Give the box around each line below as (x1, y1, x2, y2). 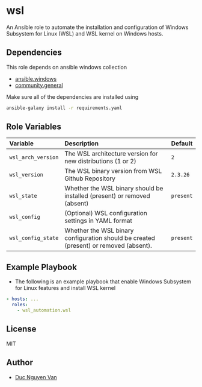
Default (171, 139, 193, 148)
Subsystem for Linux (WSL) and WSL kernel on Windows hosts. (6, 30, 164, 37)
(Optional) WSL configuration (64, 209, 147, 218)
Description (64, 139, 99, 148)
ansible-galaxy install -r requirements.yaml (6, 105, 122, 111)
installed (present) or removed (64, 192, 150, 200)
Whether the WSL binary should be (64, 184, 164, 193)
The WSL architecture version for (64, 149, 158, 158)
